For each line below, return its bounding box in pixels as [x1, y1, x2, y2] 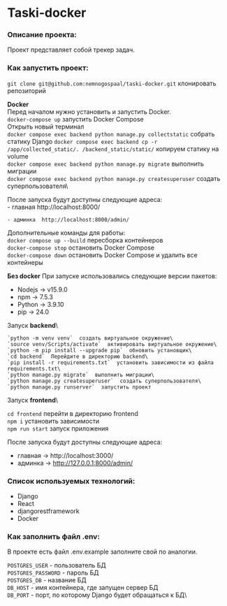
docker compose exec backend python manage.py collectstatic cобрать [7, 129, 215, 138]
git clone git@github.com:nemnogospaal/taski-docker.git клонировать [7, 79, 217, 87]
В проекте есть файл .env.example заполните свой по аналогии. [7, 547, 198, 556]
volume [7, 152, 29, 160]
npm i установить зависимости [7, 417, 100, 425]
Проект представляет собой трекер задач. [7, 45, 135, 54]
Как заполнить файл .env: [7, 532, 100, 541]
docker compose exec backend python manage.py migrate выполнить [7, 159, 205, 168]
